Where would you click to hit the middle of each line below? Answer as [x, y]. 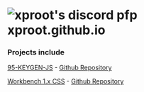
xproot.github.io [56, 30]
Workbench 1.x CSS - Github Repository [66, 81]
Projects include [36, 52]
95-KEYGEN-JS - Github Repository [60, 68]
